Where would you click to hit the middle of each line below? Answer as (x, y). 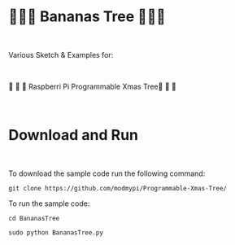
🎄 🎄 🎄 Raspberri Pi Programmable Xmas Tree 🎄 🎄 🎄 (92, 86)
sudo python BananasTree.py (56, 232)
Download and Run (74, 136)
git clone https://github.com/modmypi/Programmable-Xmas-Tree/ (118, 188)
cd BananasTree (34, 218)
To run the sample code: (49, 203)
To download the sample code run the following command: (107, 173)
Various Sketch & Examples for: (61, 55)
